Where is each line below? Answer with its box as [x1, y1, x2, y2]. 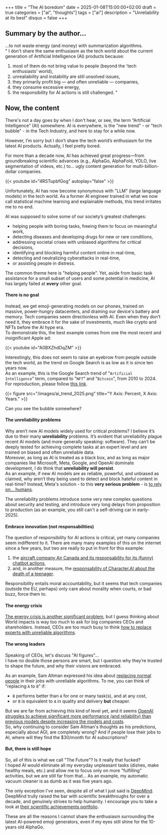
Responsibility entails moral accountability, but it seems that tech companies [5, 581, 163, 587]
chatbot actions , [12, 560, 46, 566]
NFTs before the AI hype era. [5, 324, 65, 330]
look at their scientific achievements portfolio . [5, 804, 99, 810]
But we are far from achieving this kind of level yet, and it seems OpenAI [5, 708, 154, 714]
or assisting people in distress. [12, 260, 76, 266]
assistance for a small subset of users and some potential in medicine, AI [5, 275, 155, 281]
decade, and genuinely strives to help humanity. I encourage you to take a [5, 798, 158, 804]
